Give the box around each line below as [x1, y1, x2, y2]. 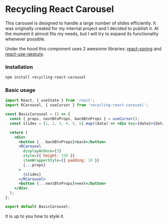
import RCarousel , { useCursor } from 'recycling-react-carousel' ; [5, 102, 149, 108]
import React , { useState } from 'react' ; [5, 98, 95, 103]
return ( [9, 130, 28, 135]
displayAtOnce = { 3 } [23, 148, 61, 153]
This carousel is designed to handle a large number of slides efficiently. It [5, 20, 156, 26]
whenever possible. [5, 36, 46, 42]
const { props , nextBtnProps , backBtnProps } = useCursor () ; [9, 116, 140, 121]
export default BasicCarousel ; [5, 204, 70, 209]
